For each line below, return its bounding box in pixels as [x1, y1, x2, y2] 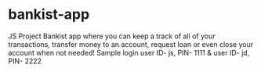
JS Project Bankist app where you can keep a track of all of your [8, 31, 216, 41]
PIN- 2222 [8, 56, 42, 66]
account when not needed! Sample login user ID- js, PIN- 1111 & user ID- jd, [8, 48, 250, 57]
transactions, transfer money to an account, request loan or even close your [8, 39, 253, 49]
